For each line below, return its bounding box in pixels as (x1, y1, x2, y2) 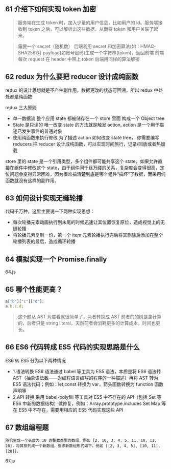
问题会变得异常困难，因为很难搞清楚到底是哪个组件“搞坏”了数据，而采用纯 (9, 171, 166, 177)
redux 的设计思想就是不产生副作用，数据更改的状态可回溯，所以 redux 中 (5, 87, 159, 93)
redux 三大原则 (5, 104, 37, 110)
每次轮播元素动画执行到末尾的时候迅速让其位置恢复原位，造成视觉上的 (12, 219, 161, 226)
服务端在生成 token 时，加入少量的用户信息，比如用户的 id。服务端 (17, 19, 158, 26)
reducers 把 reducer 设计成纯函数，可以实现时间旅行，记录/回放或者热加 (12, 140, 166, 147)
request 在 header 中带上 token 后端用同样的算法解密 (28, 56, 140, 62)
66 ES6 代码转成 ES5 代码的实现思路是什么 (5, 343, 140, 352)
